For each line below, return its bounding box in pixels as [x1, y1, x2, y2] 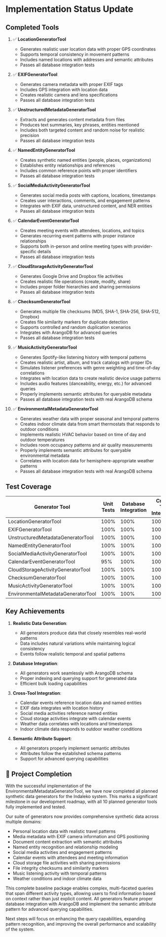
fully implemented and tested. [5, 804, 66, 810]
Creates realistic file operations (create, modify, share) [20, 278, 131, 284]
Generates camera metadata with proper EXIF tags [20, 82, 124, 87]
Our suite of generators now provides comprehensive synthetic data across [5, 813, 159, 819]
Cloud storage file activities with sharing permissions [12, 860, 121, 866]
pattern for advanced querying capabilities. [5, 906, 94, 912]
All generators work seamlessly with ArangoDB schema [20, 670, 133, 676]
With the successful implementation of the [5, 783, 92, 789]
